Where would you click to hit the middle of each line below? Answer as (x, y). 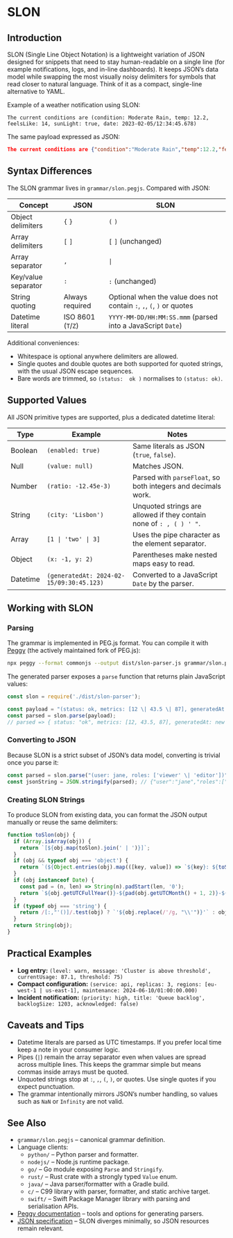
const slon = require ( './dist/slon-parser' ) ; (74, 697)
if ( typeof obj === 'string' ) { (60, 906)
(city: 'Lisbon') (75, 515)
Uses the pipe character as (176, 534)
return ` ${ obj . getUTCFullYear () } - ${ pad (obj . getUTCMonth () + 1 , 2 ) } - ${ (124, 893)
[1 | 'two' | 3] (74, 539)
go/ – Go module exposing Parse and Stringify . (96, 1169)
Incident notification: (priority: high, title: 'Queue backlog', (111, 997)
